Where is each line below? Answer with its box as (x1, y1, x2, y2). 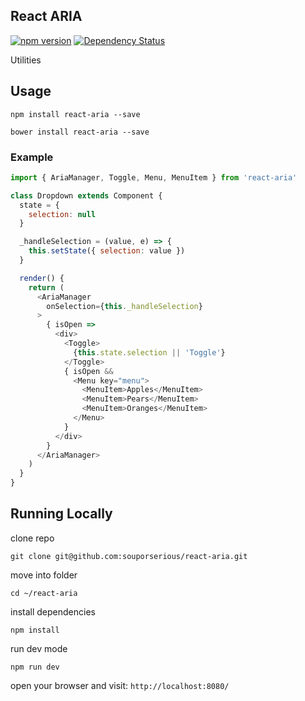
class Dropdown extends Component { (10, 190, 163, 201)
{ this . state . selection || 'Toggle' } (73, 347, 226, 358)
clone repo (10, 532, 55, 544)
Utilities (10, 54, 42, 66)
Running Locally (10, 505, 113, 523)
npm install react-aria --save (10, 109, 141, 119)
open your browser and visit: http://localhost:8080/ (10, 679, 230, 691)
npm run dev (10, 662, 60, 672)
